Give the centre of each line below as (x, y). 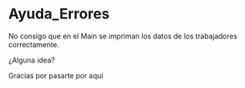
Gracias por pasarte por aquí (56, 75)
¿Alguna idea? (32, 60)
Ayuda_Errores (59, 14)
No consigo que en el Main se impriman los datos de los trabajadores (123, 36)
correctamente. (34, 44)
